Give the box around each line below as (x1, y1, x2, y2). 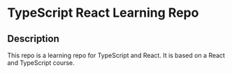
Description (7, 33, 59, 45)
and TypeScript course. (7, 59, 75, 67)
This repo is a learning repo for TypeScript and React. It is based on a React (7, 51, 226, 59)
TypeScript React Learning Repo (7, 5, 199, 21)
